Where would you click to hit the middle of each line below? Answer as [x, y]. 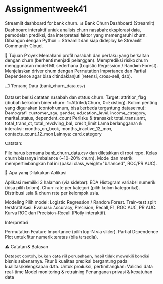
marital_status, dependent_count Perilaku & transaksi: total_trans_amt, [76, 118]
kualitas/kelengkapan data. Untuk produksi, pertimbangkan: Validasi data [79, 266]
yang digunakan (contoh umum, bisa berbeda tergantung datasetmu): [76, 108]
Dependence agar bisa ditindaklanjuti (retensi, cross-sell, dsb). [68, 76]
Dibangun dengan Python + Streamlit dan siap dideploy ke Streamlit [74, 40]
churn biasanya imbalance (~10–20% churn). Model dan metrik [69, 158]
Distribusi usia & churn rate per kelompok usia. [52, 193]
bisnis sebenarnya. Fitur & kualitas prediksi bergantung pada [66, 261]
